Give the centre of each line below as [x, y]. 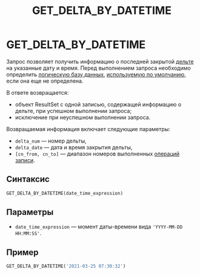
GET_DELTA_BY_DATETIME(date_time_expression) [65, 193]
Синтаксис [28, 179]
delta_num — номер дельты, [51, 141]
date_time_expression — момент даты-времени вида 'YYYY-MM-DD [99, 227]
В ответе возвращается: [38, 92]
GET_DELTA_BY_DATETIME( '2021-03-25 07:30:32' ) [66, 267]
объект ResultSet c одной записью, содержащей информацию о [98, 104]
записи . [25, 160]
